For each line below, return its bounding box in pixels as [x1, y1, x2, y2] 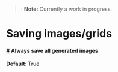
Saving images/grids [6, 27, 113, 41]
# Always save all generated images [6, 47, 98, 54]
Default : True [6, 60, 40, 68]
